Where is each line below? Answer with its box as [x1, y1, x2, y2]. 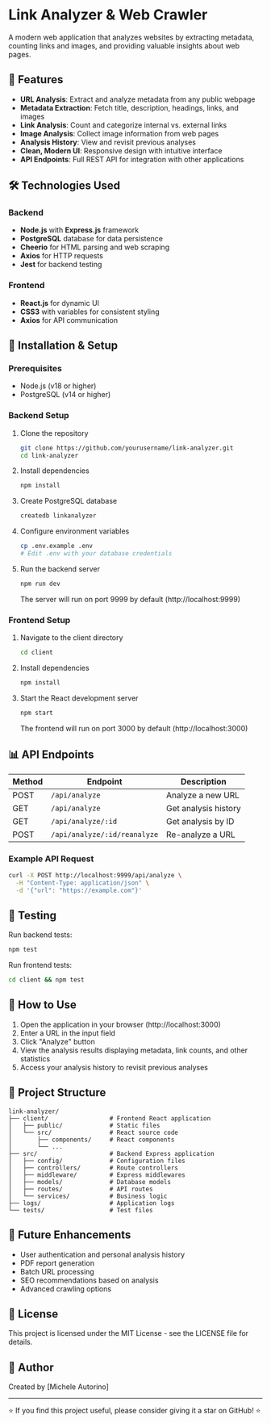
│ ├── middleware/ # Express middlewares [8, 1170, 186, 1179]
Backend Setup [8, 410, 70, 421]
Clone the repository [19, 428, 89, 437]
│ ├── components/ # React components [8, 1136, 175, 1144]
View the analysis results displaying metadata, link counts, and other [19, 1045, 248, 1055]
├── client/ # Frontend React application [8, 1114, 211, 1123]
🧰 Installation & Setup [8, 339, 119, 353]
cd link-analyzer [19, 451, 79, 459]
